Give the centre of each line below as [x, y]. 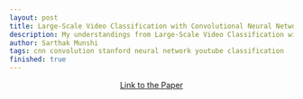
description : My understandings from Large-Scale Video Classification [147, 34]
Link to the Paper [151, 85]
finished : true [38, 59]
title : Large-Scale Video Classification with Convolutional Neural [141, 26]
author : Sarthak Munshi [54, 43]
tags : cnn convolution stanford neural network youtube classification [147, 51]
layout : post [34, 18]
